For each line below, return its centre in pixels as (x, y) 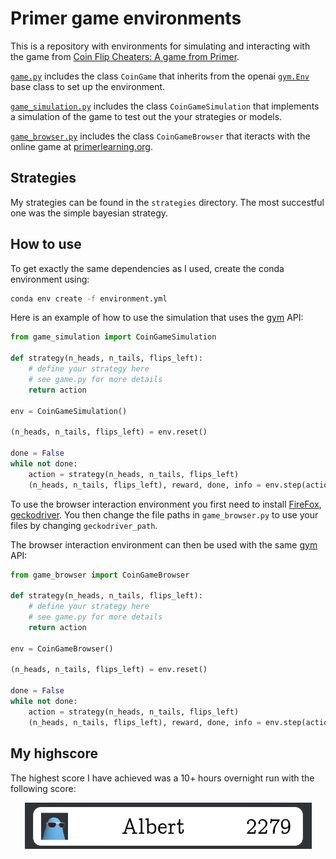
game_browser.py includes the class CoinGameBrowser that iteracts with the (160, 136)
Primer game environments (126, 18)
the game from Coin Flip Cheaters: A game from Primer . (125, 56)
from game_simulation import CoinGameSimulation (113, 337)
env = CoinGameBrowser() (62, 648)
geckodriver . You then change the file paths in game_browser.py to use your (164, 514)
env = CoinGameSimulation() (69, 411)
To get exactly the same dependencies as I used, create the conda (147, 268)
